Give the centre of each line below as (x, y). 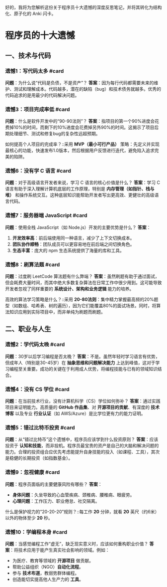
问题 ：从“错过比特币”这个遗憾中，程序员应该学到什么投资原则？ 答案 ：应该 (82, 439)
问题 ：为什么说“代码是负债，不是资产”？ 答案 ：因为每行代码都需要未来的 (80, 83)
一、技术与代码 (28, 56)
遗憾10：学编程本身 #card (36, 532)
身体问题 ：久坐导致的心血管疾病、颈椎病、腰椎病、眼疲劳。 (73, 495)
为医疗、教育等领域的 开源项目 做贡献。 (53, 561)
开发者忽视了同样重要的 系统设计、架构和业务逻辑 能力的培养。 (70, 289)
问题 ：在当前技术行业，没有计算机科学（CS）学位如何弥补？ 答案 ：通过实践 (83, 401)
